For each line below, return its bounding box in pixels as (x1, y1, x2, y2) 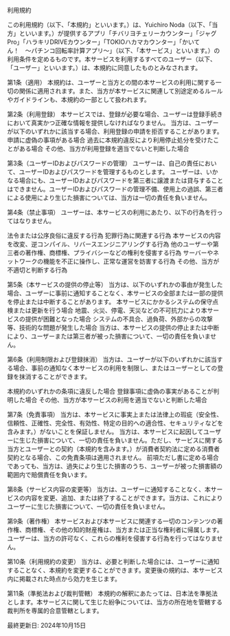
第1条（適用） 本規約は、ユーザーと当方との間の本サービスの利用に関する (7, 78, 216, 86)
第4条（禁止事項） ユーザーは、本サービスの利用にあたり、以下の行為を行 (7, 209, 218, 216)
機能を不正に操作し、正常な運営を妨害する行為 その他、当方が (43, 257, 220, 265)
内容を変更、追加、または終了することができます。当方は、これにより (25, 494, 223, 502)
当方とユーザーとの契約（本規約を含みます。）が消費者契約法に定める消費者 (7, 445, 220, 453)
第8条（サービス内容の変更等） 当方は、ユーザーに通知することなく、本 (7, 485, 211, 494)
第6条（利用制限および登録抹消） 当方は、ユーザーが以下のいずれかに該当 (7, 355, 218, 363)
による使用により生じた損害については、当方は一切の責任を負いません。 (7, 193, 211, 202)
